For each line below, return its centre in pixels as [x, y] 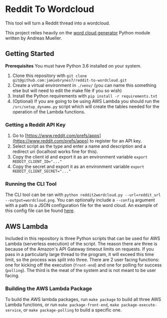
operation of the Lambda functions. [49, 111]
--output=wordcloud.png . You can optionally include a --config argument [80, 200]
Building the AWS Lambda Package [49, 288]
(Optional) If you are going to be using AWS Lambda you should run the [86, 101]
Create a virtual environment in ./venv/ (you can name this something [84, 85]
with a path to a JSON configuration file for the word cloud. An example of [81, 205]
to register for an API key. [116, 141]
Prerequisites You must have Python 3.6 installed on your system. [73, 65]
